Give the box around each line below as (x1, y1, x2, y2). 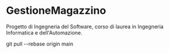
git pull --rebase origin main (6, 40, 74, 47)
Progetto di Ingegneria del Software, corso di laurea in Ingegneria (6, 23, 164, 30)
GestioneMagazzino (6, 4, 106, 17)
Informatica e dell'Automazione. (6, 29, 83, 36)
